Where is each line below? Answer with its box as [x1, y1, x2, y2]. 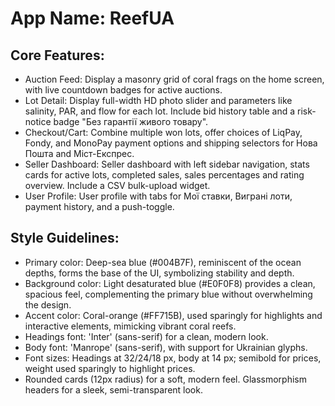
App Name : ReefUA [10, 7, 175, 30]
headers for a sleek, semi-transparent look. [24, 383, 203, 396]
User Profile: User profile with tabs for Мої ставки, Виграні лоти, [24, 190, 293, 202]
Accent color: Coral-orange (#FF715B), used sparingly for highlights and [24, 309, 323, 321]
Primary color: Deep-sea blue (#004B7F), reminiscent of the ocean [24, 256, 302, 268]
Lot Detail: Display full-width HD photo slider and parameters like [24, 95, 293, 106]
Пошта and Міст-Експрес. [24, 148, 135, 159]
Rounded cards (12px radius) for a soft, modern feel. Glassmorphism [24, 373, 307, 385]
